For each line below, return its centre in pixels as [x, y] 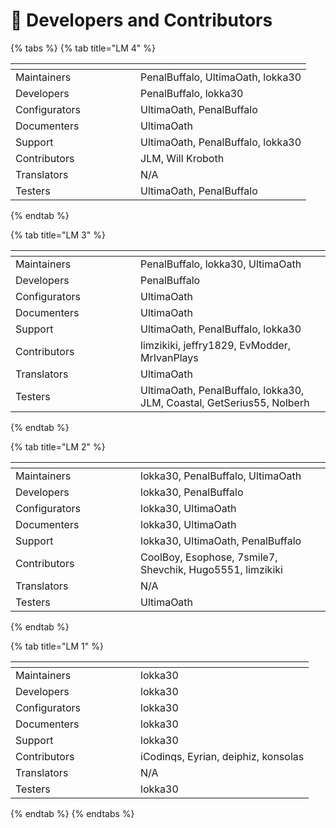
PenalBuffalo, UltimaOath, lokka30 [221, 77]
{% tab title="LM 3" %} [58, 235]
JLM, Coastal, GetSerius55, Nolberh [225, 402]
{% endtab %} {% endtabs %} [72, 813]
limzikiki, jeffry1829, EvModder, [216, 345]
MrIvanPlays [169, 357]
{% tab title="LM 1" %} [57, 646]
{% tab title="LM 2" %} [58, 446]
